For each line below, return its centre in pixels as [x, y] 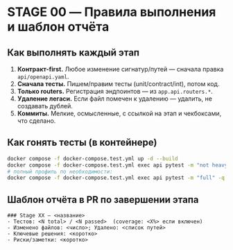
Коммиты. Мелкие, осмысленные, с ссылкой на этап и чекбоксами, [119, 113]
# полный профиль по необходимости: [60, 172]
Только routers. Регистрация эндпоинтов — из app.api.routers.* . [115, 91]
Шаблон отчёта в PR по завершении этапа [103, 200]
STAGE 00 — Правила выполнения [112, 12]
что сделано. [36, 121]
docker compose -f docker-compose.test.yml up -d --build [93, 158]
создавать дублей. [45, 106]
